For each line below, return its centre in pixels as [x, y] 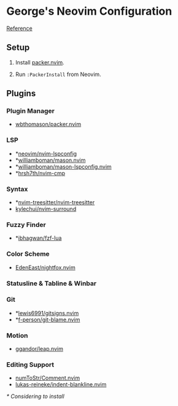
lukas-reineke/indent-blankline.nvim [61, 385]
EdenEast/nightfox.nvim [45, 267]
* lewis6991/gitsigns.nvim [47, 313]
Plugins [21, 94]
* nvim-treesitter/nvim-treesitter [55, 202]
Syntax [17, 189]
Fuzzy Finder [26, 224]
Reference [19, 28]
